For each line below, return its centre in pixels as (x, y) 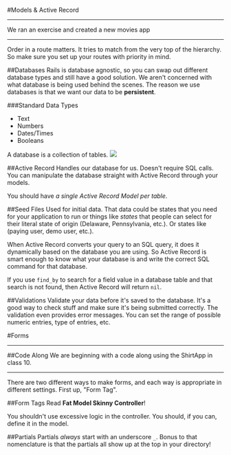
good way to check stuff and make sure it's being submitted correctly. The (113, 308)
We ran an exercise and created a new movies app (79, 30)
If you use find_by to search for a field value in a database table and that (110, 280)
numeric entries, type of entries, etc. (59, 322)
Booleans (30, 141)
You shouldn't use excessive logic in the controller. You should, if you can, (112, 416)
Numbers (30, 126)
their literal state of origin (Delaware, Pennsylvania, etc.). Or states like (107, 224)
